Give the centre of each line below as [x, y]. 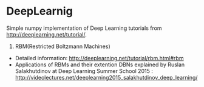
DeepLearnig [39, 11]
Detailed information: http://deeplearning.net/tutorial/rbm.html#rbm [99, 58]
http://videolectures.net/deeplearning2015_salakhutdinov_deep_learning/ [106, 77]
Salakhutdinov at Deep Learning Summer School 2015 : [84, 71]
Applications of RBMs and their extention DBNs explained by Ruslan [100, 64]
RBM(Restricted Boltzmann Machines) [63, 46]
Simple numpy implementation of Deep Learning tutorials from [84, 28]
